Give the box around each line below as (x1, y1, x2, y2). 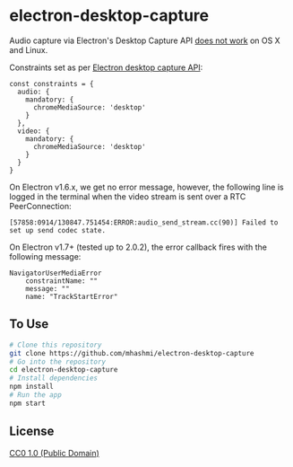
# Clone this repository (9, 340, 102, 349)
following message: (9, 251, 82, 261)
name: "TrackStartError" (25, 292, 118, 301)
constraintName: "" (25, 276, 99, 286)
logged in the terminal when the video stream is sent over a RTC (9, 190, 246, 202)
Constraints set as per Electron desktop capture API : (9, 62, 203, 73)
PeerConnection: (9, 200, 72, 211)
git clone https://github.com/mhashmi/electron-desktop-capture (9, 348, 254, 357)
